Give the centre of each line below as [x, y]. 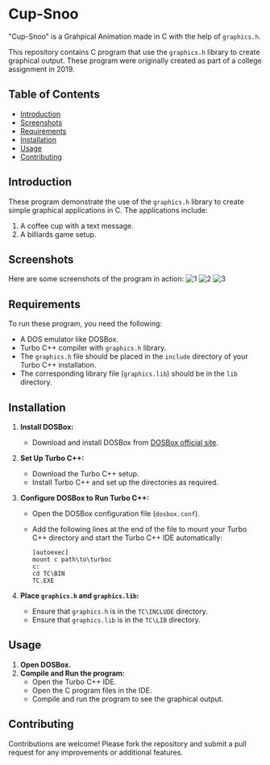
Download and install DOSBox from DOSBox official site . [125, 443]
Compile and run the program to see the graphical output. [128, 699]
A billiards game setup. [58, 234]
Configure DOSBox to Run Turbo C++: [85, 498]
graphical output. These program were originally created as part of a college [135, 60]
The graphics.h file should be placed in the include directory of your [134, 356]
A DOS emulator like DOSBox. [69, 339]
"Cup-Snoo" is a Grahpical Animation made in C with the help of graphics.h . [135, 36]
